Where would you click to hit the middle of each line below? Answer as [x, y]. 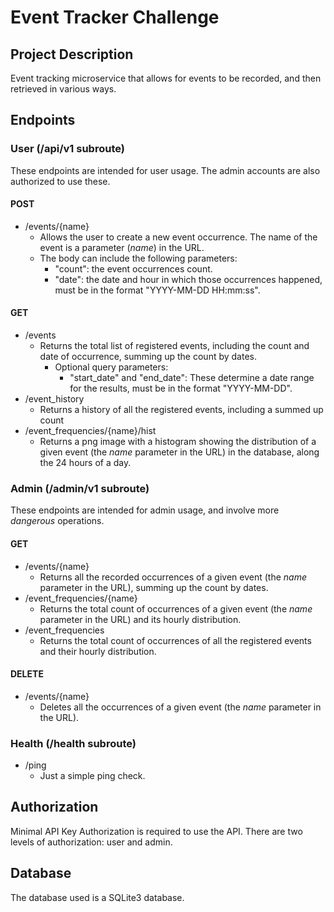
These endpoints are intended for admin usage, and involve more [145, 510]
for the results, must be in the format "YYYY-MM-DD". [181, 388]
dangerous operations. [57, 521]
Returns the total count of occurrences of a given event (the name [176, 608]
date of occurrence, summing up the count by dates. [148, 357]
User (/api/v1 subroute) [67, 149]
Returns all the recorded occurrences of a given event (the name [173, 577]
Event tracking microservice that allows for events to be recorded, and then [166, 78]
